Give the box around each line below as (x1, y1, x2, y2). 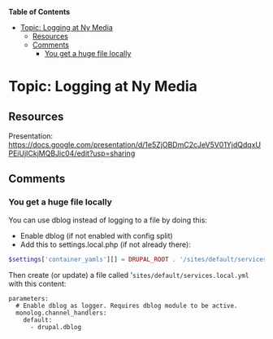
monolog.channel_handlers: (15, 309, 107, 317)
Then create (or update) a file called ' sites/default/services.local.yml (8, 270, 249, 280)
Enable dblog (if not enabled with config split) (19, 231, 173, 240)
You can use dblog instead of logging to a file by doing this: (8, 215, 207, 225)
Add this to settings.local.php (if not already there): (19, 240, 191, 249)
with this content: (8, 279, 67, 288)
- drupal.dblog (29, 323, 82, 331)
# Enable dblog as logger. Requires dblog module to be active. (15, 302, 238, 310)
